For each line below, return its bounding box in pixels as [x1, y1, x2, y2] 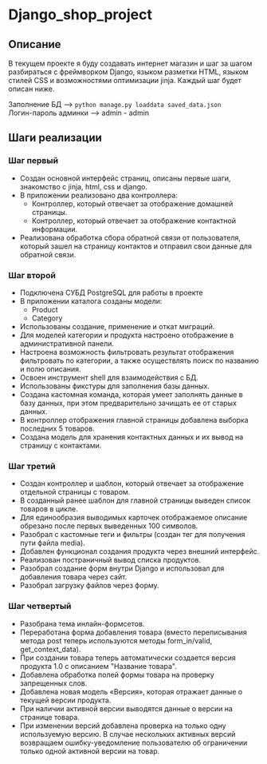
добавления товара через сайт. [19, 572, 128, 582]
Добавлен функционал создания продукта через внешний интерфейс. [19, 547, 260, 556]
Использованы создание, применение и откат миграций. [19, 321, 215, 331]
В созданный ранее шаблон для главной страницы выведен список [19, 495, 251, 505]
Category [31, 313, 63, 323]
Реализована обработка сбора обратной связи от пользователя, [19, 233, 241, 242]
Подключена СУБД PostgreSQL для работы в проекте [19, 288, 203, 297]
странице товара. [19, 712, 80, 722]
